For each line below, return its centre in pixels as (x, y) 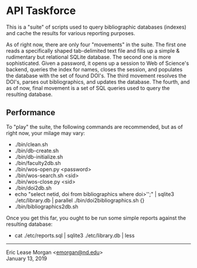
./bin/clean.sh (31, 144)
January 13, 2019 (27, 258)
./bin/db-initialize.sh (39, 157)
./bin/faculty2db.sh (38, 163)
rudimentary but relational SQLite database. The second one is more (89, 57)
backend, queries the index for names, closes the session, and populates (94, 69)
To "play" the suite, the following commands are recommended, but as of (94, 126)
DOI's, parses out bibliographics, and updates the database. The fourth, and (98, 82)
